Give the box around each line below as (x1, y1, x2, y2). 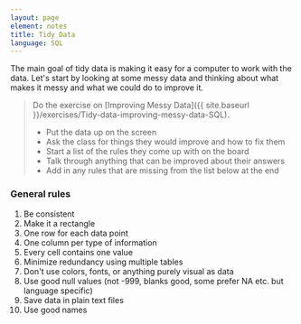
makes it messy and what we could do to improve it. (10, 82, 204, 93)
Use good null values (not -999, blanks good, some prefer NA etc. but (23, 275, 284, 286)
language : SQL (10, 38, 64, 48)
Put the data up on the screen (45, 127, 157, 138)
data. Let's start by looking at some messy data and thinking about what (10, 73, 279, 84)
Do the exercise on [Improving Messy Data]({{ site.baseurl (32, 100, 249, 111)
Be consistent (23, 208, 75, 219)
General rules (10, 188, 71, 200)
